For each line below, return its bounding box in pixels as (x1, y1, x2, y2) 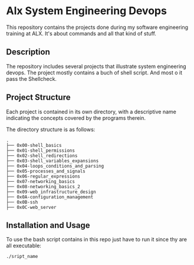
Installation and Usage (6, 220, 90, 230)
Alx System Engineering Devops (6, 4, 167, 18)
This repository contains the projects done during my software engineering (6, 24, 189, 31)
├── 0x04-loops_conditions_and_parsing (6, 163, 104, 169)
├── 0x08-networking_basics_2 (6, 184, 81, 189)
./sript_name (6, 254, 38, 260)
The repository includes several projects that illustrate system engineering (6, 63, 187, 70)
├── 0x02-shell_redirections (6, 152, 78, 159)
